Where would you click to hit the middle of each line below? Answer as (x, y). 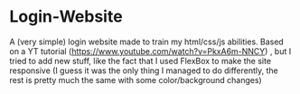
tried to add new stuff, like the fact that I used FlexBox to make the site (141, 61)
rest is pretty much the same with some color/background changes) (136, 80)
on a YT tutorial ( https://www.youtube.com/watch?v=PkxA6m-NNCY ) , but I (150, 51)
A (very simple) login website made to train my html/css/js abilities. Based (147, 42)
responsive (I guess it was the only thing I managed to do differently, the (144, 70)
